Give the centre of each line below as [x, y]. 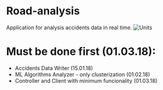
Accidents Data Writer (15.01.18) [54, 68]
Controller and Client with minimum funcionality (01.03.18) [86, 80]
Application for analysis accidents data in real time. [69, 27]
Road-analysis [43, 11]
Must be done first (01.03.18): [81, 52]
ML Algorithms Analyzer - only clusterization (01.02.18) [82, 74]
